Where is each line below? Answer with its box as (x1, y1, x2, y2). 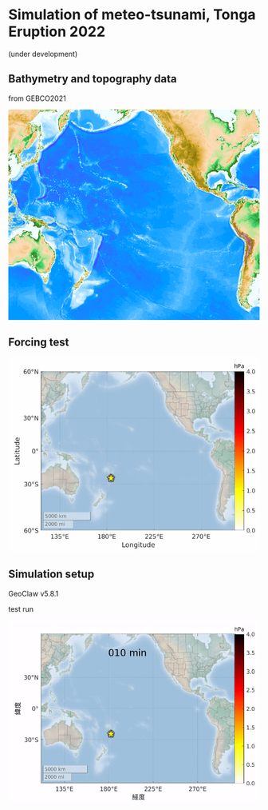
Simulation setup (8, 568, 95, 581)
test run (8, 604, 34, 613)
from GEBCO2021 (8, 94, 66, 103)
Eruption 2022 (8, 22, 106, 41)
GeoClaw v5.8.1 (8, 589, 59, 598)
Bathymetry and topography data (8, 72, 177, 86)
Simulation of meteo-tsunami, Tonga (8, 6, 257, 24)
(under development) (8, 49, 78, 58)
